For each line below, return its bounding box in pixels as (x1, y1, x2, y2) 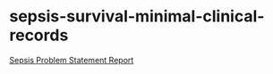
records (9, 25, 69, 45)
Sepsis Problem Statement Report (9, 54, 134, 65)
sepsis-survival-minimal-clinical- (9, 6, 265, 27)
